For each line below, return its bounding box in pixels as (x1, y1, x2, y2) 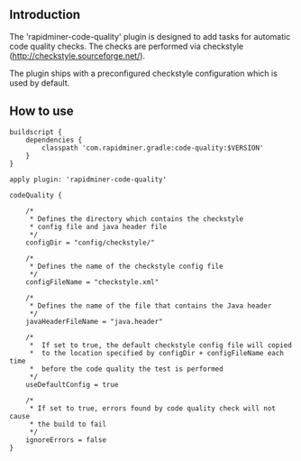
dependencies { (25, 135, 83, 144)
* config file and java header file (29, 222, 168, 231)
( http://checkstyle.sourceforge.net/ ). (9, 50, 146, 61)
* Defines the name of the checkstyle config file (29, 262, 223, 271)
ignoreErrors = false (25, 435, 106, 445)
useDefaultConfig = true (25, 380, 119, 389)
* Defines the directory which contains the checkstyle (29, 214, 244, 224)
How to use (9, 104, 74, 119)
